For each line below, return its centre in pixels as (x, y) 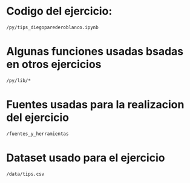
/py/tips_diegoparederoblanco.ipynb (52, 27)
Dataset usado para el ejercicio (86, 158)
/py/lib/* (19, 80)
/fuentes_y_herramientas (38, 134)
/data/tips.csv (25, 174)
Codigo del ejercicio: (59, 11)
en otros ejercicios (54, 64)
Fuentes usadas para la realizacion (95, 105)
